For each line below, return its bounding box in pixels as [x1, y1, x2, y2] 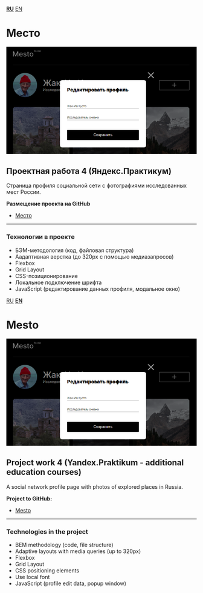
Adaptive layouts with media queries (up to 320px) [14, 548, 141, 555]
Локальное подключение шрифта [14, 279, 102, 286]
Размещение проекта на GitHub [6, 200, 91, 208]
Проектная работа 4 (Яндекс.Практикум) [6, 166, 172, 176]
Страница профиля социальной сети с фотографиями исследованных [6, 182, 187, 190]
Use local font [14, 574, 50, 581]
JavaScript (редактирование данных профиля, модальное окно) [14, 285, 180, 293]
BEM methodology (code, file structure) [14, 542, 114, 549]
